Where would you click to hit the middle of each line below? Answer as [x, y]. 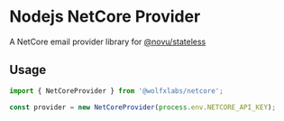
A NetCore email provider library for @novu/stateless [108, 42]
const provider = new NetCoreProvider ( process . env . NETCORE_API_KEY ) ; [143, 107]
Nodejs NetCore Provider [105, 17]
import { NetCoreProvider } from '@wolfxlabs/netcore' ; [116, 91]
